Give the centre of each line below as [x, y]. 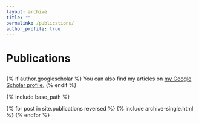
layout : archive [27, 12]
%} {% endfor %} [28, 115]
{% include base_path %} [38, 97]
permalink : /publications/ [40, 23]
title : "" [19, 18]
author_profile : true [34, 29]
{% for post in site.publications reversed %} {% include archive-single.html [100, 109]
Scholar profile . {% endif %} [41, 85]
